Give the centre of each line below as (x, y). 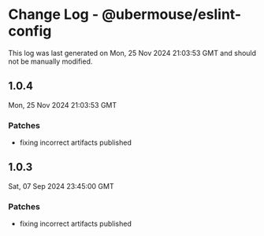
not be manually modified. (50, 61)
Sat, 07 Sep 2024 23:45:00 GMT (61, 186)
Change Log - (54, 15)
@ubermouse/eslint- (171, 15)
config (30, 31)
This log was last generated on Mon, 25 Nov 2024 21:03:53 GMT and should (132, 53)
